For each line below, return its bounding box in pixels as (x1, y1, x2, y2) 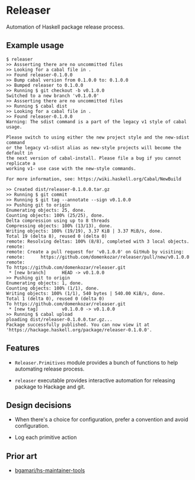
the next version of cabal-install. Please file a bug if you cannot (6, 155, 182, 161)
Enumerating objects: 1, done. (6, 280, 84, 286)
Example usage (6, 40, 64, 51)
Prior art (6, 451, 37, 461)
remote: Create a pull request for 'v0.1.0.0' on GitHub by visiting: (6, 249, 184, 255)
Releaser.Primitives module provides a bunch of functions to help (14, 359, 178, 366)
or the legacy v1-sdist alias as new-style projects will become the (6, 145, 182, 150)
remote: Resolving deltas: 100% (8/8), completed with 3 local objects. (6, 239, 190, 244)
